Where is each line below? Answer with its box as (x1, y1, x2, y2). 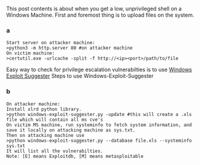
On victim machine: (6, 50, 55, 56)
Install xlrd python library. (6, 106, 82, 112)
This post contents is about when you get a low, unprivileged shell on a (6, 5, 182, 12)
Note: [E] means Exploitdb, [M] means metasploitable (6, 153, 144, 159)
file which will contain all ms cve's (6, 117, 103, 123)
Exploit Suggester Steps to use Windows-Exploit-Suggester (6, 72, 154, 80)
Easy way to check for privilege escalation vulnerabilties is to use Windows (6, 66, 192, 74)
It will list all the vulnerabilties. (6, 148, 103, 154)
